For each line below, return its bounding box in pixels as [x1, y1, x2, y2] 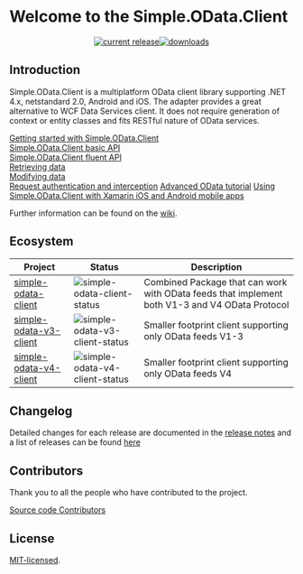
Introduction [9, 62, 81, 78]
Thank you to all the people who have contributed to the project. [9, 487, 248, 498]
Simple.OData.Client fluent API [9, 152, 122, 162]
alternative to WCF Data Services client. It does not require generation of [9, 106, 280, 116]
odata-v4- [14, 361, 61, 374]
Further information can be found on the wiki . [9, 208, 178, 218]
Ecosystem [9, 234, 74, 249]
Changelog [9, 403, 73, 419]
